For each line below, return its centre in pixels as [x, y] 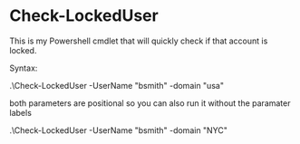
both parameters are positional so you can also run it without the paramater [150, 103]
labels [20, 112]
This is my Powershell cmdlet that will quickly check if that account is [139, 41]
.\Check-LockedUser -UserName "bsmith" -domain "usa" [117, 85]
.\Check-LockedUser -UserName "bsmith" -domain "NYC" [119, 130]
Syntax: [24, 68]
